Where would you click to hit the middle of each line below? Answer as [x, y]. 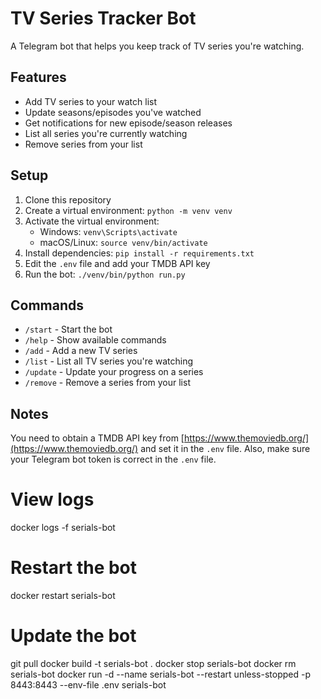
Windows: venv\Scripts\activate [108, 231]
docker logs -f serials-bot [63, 528]
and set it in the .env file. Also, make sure [225, 449]
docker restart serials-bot [63, 596]
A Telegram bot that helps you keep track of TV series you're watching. [157, 46]
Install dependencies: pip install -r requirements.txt [139, 253]
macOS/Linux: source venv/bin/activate [123, 242]
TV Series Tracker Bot [103, 18]
